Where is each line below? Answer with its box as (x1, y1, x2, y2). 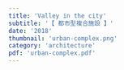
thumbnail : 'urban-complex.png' (8, 34, 118, 43)
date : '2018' (8, 27, 53, 35)
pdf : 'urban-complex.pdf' (8, 49, 96, 57)
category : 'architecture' (8, 42, 96, 50)
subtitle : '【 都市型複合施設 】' (8, 19, 114, 27)
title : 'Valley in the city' (8, 11, 107, 20)
